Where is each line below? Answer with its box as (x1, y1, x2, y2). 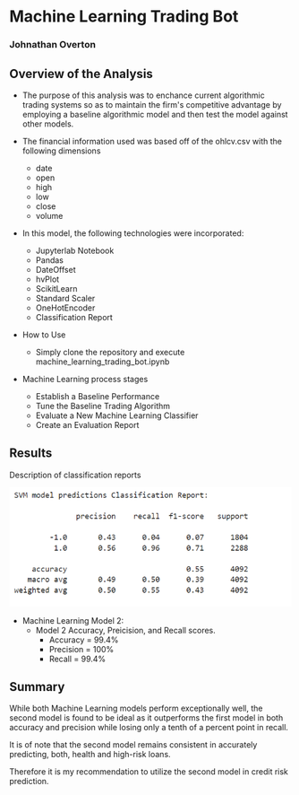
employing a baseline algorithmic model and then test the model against (21, 109, 288, 119)
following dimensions (21, 145, 101, 156)
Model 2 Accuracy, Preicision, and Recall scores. (35, 625, 217, 635)
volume (35, 210, 64, 221)
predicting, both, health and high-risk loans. (9, 749, 172, 760)
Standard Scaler (35, 293, 96, 303)
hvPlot (35, 274, 60, 284)
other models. (21, 118, 74, 129)
